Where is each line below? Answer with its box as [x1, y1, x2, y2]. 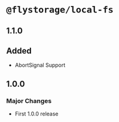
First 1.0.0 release [14, 110, 59, 117]
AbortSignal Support [14, 61, 66, 69]
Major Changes [6, 96, 52, 105]
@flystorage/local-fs [6, 4, 114, 15]
